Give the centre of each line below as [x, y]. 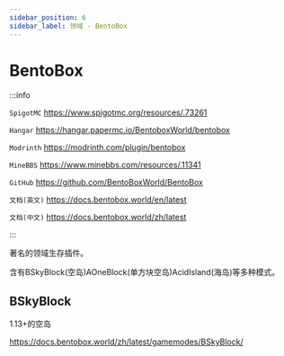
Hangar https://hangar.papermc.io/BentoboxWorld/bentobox [120, 130]
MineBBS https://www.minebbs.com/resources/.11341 [105, 165]
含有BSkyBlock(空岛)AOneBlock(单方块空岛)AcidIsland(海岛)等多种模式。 [145, 272]
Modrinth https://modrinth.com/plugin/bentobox [98, 147]
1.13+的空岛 [31, 324]
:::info [20, 95]
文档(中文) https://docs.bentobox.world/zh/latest [98, 218]
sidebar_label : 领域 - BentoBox [68, 26]
